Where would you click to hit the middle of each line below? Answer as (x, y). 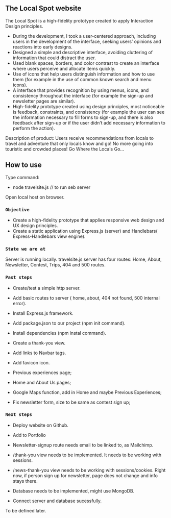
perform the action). (34, 128)
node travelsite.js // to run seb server (52, 187)
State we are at (26, 249)
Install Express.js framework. (43, 313)
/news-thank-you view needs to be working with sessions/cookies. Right (89, 470)
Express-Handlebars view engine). (49, 236)
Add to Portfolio (29, 435)
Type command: (22, 177)
